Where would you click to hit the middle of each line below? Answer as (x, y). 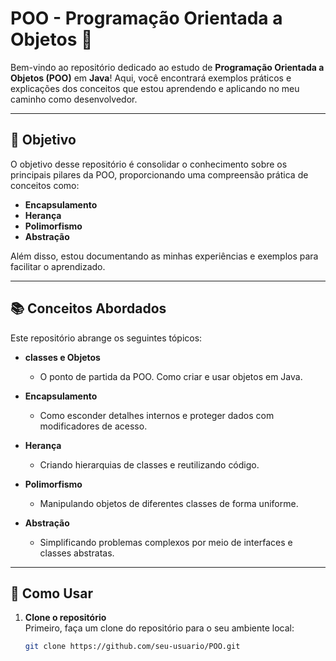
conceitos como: (45, 185)
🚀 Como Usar (52, 593)
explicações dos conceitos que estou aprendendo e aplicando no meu (155, 88)
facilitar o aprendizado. (58, 266)
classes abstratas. (77, 553)
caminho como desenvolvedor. (74, 99)
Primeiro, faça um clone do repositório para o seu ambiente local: (159, 628)
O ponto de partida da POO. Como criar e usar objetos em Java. (171, 376)
